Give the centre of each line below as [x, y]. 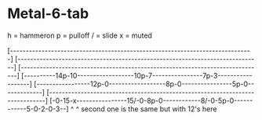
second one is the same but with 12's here [149, 109]
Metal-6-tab [48, 14]
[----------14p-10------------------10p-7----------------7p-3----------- [137, 75]
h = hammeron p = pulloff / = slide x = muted [80, 35]
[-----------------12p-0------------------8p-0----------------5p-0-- [144, 84]
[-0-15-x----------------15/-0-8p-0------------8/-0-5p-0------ [151, 100]
